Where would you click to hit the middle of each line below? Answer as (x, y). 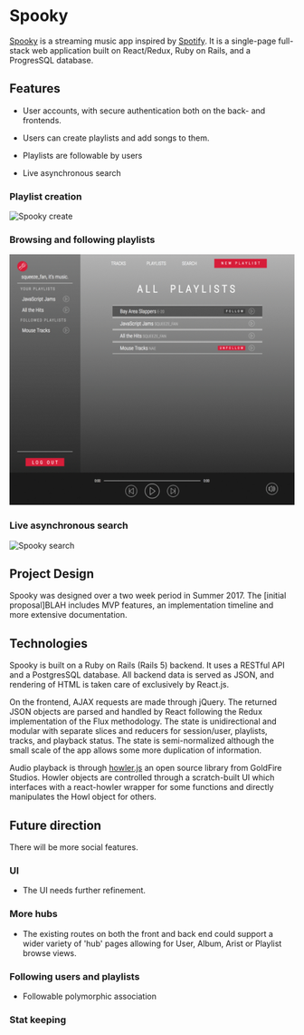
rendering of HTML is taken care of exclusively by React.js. (119, 685)
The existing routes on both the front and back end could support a (148, 933)
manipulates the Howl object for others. (83, 797)
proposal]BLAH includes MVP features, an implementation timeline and (142, 605)
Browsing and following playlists (82, 239)
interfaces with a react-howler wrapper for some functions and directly (142, 787)
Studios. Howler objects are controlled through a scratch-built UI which (142, 777)
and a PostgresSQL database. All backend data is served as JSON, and (142, 675)
